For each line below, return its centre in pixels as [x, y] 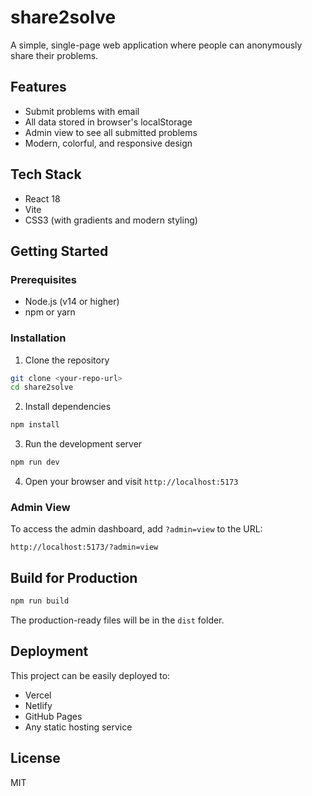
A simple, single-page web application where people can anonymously [156, 45]
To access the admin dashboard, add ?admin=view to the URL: [136, 529]
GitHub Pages [53, 716]
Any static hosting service [78, 727]
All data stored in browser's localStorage [108, 122]
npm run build [40, 601]
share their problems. [54, 55]
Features [38, 87]
